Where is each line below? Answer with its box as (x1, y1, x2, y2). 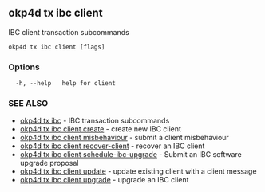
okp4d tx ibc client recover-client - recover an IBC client (19, 141, 205, 151)
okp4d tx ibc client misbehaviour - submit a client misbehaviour (19, 133, 229, 143)
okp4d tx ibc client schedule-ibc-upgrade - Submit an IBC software (19, 150, 242, 159)
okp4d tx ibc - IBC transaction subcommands (19, 116, 170, 126)
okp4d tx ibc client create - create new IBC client (19, 124, 182, 134)
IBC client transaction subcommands (8, 27, 129, 37)
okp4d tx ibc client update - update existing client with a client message (19, 167, 257, 176)
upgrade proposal (19, 159, 79, 168)
